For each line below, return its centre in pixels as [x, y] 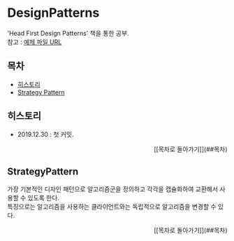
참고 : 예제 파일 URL [35, 42]
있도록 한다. [43, 198]
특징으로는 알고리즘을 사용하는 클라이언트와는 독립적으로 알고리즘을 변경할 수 [112, 207]
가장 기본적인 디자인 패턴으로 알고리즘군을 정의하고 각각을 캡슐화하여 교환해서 [113, 189]
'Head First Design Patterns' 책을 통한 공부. [68, 33]
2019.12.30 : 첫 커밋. [45, 134]
